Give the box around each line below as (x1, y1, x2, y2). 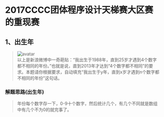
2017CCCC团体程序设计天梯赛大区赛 (5, 4, 153, 16)
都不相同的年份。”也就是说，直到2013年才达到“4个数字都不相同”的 (17, 63, 149, 69)
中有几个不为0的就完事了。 (17, 107, 72, 113)
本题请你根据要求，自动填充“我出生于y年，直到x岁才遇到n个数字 (25, 69, 155, 75)
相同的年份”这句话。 (21, 75, 62, 81)
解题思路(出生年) (5, 89, 44, 95)
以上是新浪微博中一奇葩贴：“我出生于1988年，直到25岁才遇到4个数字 (17, 57, 157, 63)
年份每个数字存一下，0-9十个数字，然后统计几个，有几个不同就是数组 (17, 101, 158, 107)
